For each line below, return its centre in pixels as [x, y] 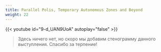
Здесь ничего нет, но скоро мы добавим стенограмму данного [87, 39]
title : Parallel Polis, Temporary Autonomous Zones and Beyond [74, 10]
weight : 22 [17, 15]
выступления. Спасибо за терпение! [57, 44]
